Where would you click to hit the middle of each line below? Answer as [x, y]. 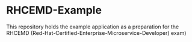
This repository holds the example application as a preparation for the [93, 27]
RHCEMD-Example [54, 10]
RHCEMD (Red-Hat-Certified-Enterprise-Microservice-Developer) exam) [96, 33]
